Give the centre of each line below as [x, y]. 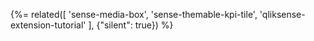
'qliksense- [282, 14]
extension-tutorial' [48, 25]
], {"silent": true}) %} [131, 25]
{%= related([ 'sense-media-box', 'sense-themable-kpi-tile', [134, 14]
